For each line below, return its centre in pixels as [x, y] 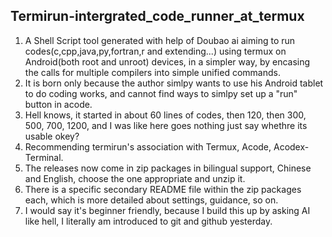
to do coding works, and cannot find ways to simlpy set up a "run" [161, 93]
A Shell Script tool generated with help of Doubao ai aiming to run [160, 40]
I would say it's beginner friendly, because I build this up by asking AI [167, 210]
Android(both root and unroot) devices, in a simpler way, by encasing [167, 61]
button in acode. [58, 104]
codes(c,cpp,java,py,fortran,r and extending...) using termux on [155, 51]
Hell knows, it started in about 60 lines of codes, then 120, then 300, [165, 115]
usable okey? [52, 136]
